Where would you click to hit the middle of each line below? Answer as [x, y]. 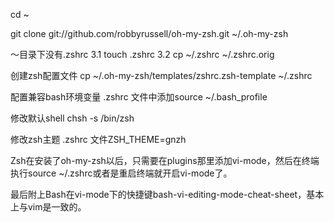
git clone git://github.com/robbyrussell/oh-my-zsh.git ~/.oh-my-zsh [149, 33]
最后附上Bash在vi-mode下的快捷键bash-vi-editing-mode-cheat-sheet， [158, 194]
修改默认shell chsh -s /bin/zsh [72, 118]
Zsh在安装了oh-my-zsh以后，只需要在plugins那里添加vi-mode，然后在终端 [165, 160]
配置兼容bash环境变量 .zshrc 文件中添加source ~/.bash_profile [139, 97]
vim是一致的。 [57, 207]
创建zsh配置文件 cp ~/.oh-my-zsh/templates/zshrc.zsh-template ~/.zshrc [161, 75]
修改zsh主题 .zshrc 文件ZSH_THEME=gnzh [98, 139]
